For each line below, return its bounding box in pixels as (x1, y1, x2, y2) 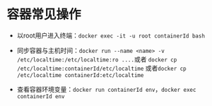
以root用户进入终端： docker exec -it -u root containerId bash (16, 31, 206, 40)
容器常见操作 (6, 6, 82, 23)
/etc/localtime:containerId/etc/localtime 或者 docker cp (16, 64, 187, 72)
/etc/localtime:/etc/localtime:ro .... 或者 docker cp (16, 54, 177, 64)
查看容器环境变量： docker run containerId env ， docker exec (16, 85, 196, 93)
